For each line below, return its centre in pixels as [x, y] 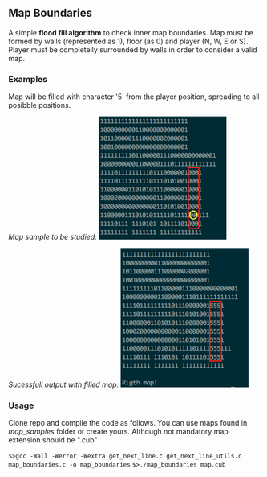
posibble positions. [40, 105]
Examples [28, 79]
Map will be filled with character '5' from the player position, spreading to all [134, 97]
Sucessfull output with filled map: [64, 384]
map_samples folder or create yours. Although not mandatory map [118, 432]
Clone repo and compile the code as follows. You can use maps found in [128, 423]
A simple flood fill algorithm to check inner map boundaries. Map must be [131, 32]
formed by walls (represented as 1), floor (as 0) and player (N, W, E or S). [128, 41]
